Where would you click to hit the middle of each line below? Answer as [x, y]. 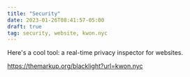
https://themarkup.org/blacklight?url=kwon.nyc [75, 66]
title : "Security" [34, 14]
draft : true [24, 26]
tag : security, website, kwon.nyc [58, 33]
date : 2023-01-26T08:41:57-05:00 [56, 20]
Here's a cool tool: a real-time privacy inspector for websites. [95, 53]
